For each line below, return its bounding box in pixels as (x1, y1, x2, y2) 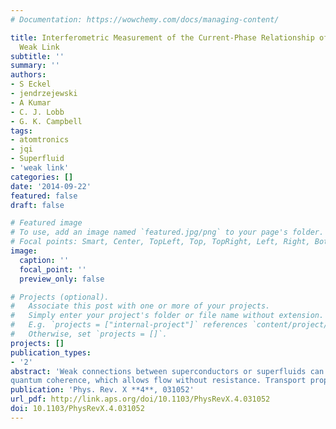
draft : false (10, 200, 65, 210)
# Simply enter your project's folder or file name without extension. (10, 311, 325, 321)
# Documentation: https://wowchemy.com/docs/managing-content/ (10, 14, 280, 25)
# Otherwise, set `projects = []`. (10, 329, 168, 339)
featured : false (10, 191, 78, 201)
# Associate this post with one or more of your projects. (10, 301, 271, 311)
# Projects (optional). (10, 292, 110, 302)
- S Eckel (10, 79, 52, 90)
